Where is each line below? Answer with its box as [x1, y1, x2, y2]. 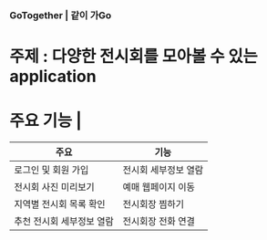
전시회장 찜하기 [122, 198, 185, 211]
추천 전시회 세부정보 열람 [14, 215, 114, 228]
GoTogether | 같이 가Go [9, 8, 112, 21]
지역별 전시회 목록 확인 [14, 198, 107, 211]
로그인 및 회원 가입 [14, 163, 89, 176]
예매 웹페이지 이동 [122, 181, 196, 193]
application [9, 67, 98, 87]
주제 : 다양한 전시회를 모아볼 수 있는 [9, 47, 258, 67]
